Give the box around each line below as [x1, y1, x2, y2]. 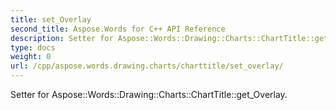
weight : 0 [10, 52, 52, 62]
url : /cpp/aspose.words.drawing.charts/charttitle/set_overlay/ [10, 61, 284, 71]
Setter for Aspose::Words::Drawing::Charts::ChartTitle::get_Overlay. [10, 89, 288, 100]
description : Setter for [10, 33, 114, 43]
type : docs [10, 42, 56, 53]
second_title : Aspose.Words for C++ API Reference [10, 24, 226, 34]
